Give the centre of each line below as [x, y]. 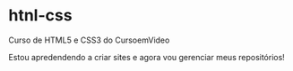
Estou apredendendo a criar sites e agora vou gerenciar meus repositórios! [147, 57]
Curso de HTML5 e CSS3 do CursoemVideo [89, 40]
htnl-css [40, 16]
